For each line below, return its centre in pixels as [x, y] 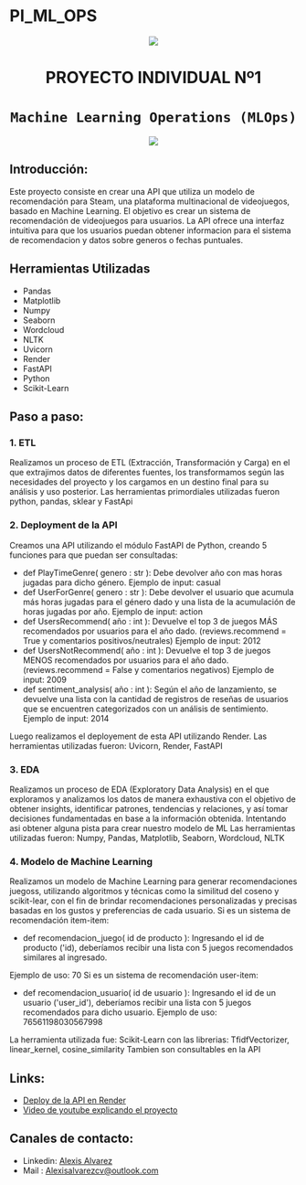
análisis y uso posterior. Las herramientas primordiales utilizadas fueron [145, 492]
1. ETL [23, 443]
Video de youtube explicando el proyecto [100, 1110]
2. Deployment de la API [63, 525]
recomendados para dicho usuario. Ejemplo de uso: [120, 1012]
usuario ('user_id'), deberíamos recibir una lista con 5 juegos [137, 1003]
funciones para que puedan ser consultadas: [94, 555]
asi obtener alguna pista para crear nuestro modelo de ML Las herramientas [153, 827]
